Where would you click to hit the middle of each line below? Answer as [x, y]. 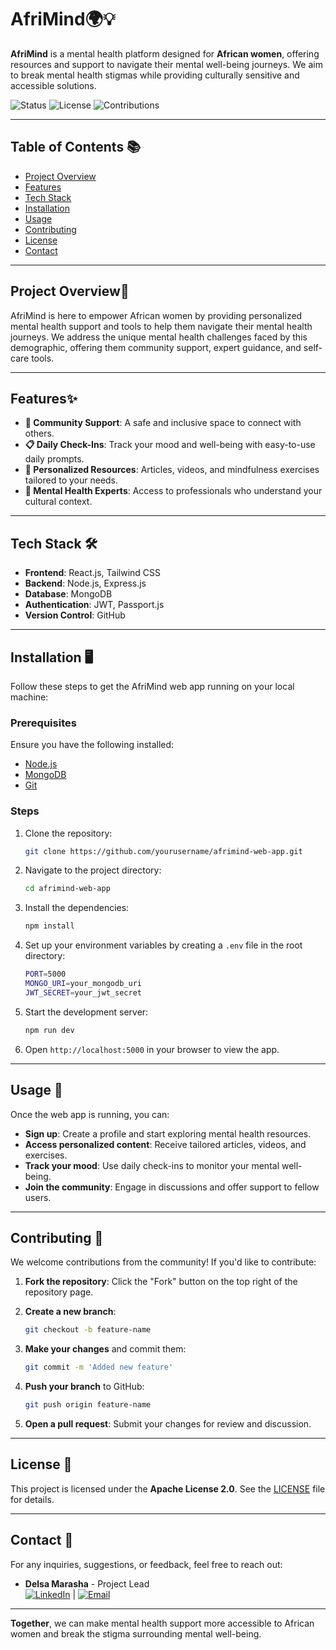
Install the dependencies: [77, 908]
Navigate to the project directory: [93, 870]
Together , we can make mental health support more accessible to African [162, 1623]
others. [39, 433]
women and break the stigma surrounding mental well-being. [136, 1633]
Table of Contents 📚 [76, 147]
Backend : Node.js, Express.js [85, 583]
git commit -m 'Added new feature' [99, 1367]
